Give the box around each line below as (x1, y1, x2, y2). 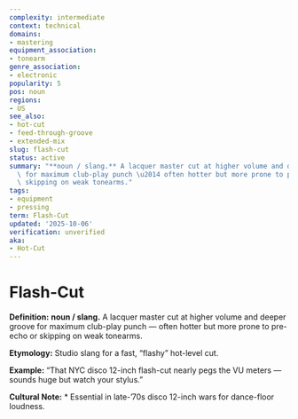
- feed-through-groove (9, 129, 93, 138)
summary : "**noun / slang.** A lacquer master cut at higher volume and (9, 162, 284, 170)
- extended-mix (9, 137, 66, 146)
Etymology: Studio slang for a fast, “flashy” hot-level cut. (9, 348, 219, 359)
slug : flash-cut (9, 145, 69, 154)
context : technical (9, 21, 82, 30)
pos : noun (9, 87, 46, 96)
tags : (9, 186, 29, 195)
